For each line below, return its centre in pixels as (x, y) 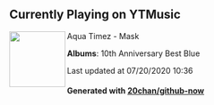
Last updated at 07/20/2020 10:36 (130, 70)
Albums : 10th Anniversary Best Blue (133, 53)
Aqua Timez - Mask (103, 36)
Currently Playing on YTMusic (95, 15)
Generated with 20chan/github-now (136, 91)
